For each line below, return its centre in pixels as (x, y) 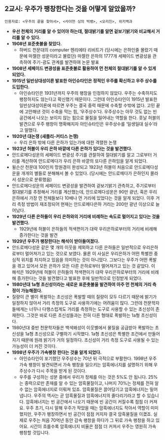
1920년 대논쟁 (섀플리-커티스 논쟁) (45, 136)
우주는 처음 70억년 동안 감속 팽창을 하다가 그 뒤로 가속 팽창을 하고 (91, 420)
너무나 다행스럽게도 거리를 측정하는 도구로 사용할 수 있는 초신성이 (92, 309)
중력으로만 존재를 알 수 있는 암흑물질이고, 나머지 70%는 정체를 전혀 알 (92, 383)
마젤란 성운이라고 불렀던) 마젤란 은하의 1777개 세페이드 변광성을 (90, 56)
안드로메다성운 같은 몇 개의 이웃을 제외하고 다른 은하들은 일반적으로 (76, 247)
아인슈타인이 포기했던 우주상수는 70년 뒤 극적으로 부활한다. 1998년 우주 (88, 358)
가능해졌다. (32, 290)
